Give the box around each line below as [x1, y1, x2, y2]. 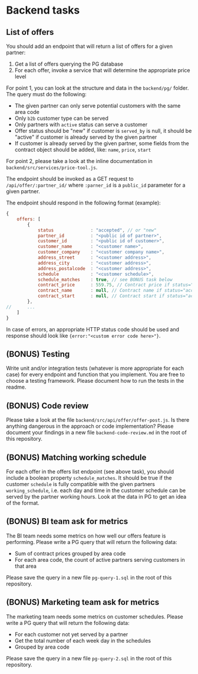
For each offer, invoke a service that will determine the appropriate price [14, 67, 190, 74]
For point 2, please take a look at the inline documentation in [6, 158, 153, 164]
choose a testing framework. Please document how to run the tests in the [6, 377, 184, 385]
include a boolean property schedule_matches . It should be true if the [6, 474, 172, 481]
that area [14, 562, 37, 569]
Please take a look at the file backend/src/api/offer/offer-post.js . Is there [6, 416, 190, 424]
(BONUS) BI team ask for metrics [6, 516, 128, 526]
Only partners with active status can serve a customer [14, 121, 148, 128]
